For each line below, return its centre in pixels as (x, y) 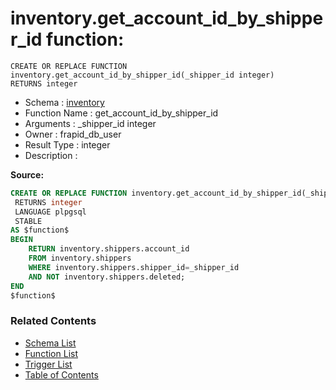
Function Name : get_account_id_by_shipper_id (121, 113)
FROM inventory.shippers (80, 258)
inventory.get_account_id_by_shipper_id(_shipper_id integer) (142, 75)
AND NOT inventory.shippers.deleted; (107, 277)
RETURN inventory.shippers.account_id (109, 249)
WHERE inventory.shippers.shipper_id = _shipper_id (134, 267)
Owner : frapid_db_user (73, 134)
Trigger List (48, 364)
